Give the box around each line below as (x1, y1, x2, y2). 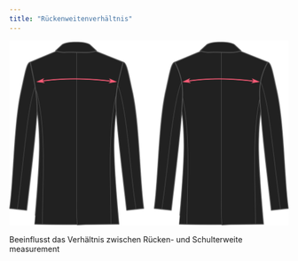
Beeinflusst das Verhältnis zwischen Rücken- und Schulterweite (9, 233, 243, 244)
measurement (9, 243, 60, 254)
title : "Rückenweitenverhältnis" (9, 14, 133, 23)
